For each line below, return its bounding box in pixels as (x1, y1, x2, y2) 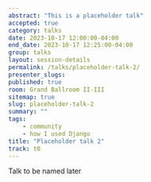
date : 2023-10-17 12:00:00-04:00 (8, 33, 119, 42)
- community (22, 122, 62, 130)
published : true (8, 78, 62, 86)
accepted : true (8, 19, 59, 27)
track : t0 (8, 145, 41, 153)
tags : (8, 115, 26, 123)
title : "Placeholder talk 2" (8, 137, 105, 145)
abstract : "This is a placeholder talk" (8, 11, 145, 20)
